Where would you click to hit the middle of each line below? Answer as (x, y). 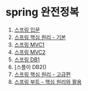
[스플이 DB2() (30, 67)
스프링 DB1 (27, 59)
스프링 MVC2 (30, 52)
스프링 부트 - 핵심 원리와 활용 (48, 81)
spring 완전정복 (43, 12)
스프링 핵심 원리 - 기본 (40, 37)
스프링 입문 (27, 30)
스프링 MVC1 (29, 45)
